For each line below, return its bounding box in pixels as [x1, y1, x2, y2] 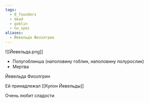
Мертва [12, 63, 29, 70]
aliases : [5, 30, 23, 35]
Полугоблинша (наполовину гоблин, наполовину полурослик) [12, 58, 145, 64]
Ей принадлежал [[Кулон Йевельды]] [5, 83, 84, 89]
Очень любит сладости [5, 93, 55, 99]
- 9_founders [9, 12, 37, 17]
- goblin [9, 21, 28, 26]
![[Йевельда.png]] [5, 48, 43, 55]
